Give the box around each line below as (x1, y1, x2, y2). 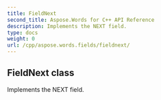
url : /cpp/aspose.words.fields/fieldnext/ (7, 42, 130, 49)
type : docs (7, 29, 38, 36)
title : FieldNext (7, 10, 57, 17)
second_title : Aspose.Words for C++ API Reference (7, 16, 155, 23)
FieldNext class (7, 67, 75, 79)
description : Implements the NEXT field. (7, 23, 127, 29)
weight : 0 (7, 36, 36, 42)
